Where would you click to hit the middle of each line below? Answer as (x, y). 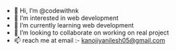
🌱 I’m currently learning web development (74, 25)
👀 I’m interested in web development (66, 18)
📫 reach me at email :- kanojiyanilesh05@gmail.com (89, 40)
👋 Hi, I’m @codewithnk (46, 11)
